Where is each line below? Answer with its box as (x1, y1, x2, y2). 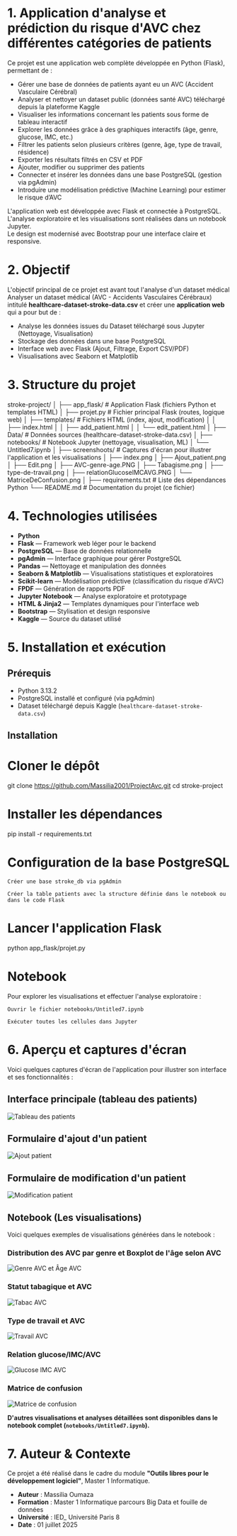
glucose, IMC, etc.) (17, 133, 74, 141)
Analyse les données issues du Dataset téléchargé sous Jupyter (17, 322, 205, 330)
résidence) (17, 148, 50, 156)
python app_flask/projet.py (7, 943, 86, 952)
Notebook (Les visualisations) (7, 1212, 142, 1224)
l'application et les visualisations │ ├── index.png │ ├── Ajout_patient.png (7, 453, 226, 461)
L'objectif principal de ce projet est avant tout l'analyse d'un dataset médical (7, 285, 230, 294)
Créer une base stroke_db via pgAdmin (7, 878, 122, 885)
